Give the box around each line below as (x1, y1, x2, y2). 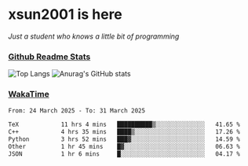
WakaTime (8, 89, 49, 100)
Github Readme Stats (8, 51, 91, 62)
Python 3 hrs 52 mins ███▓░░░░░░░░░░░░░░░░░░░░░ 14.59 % (8, 135, 241, 143)
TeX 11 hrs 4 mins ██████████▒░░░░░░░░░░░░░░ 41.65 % (8, 120, 241, 129)
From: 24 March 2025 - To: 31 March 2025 (8, 106, 146, 115)
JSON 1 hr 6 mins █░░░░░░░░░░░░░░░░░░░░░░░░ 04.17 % (8, 149, 241, 158)
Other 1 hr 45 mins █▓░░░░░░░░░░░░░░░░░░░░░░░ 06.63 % (8, 143, 241, 151)
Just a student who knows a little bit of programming (8, 31, 180, 41)
